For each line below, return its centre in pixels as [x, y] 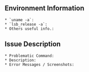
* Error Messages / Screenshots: [39, 64]
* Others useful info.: [29, 29]
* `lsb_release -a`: [26, 24]
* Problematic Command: [29, 56]
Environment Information [44, 8]
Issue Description [33, 44]
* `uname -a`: [19, 20]
